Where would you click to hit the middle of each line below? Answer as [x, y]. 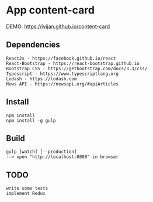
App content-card [51, 10]
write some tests [27, 189]
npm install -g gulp [31, 121]
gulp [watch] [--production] [41, 152]
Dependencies [33, 45]
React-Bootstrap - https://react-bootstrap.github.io [73, 63]
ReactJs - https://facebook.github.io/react [61, 58]
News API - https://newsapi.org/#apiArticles [62, 84]
